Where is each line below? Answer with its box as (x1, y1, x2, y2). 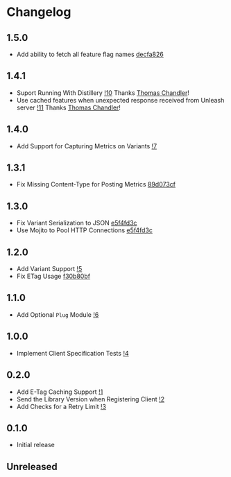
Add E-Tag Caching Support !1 (16, 388, 103, 396)
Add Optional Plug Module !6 (16, 310, 99, 319)
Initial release (16, 441, 55, 449)
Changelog (6, 4, 71, 20)
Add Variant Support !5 (16, 265, 83, 273)
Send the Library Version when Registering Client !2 (16, 394, 164, 403)
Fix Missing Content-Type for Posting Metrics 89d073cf (16, 180, 176, 189)
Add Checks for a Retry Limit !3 (16, 402, 107, 410)
